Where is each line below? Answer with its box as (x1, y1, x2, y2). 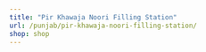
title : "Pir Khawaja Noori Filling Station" (9, 12, 177, 22)
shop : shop (9, 29, 50, 38)
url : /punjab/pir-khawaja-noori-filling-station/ (9, 21, 198, 30)
